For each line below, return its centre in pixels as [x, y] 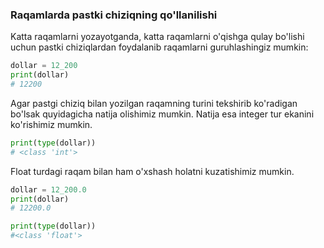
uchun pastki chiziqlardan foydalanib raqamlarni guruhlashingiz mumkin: [159, 47]
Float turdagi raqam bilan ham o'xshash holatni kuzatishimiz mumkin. [152, 171]
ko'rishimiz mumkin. [51, 124]
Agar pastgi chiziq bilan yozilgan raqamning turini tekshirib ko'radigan [154, 103]
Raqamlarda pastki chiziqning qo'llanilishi [114, 15]
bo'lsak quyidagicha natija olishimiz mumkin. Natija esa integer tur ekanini [162, 114]
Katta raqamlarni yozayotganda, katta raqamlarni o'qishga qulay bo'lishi [157, 37]
